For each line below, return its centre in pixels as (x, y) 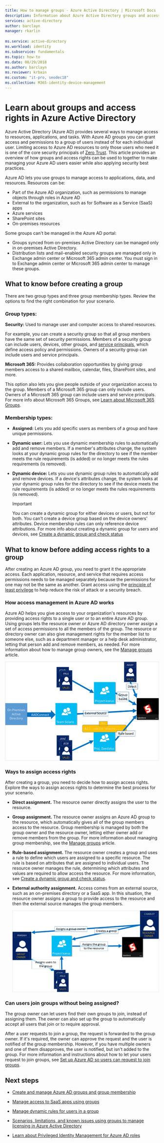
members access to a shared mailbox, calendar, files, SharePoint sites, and (81, 369)
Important (22, 504)
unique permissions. (32, 433)
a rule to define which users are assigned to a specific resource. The (81, 858)
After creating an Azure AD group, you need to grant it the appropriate (76, 569)
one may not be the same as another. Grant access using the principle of (78, 585)
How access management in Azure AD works (60, 602)
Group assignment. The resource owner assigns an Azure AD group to (83, 817)
